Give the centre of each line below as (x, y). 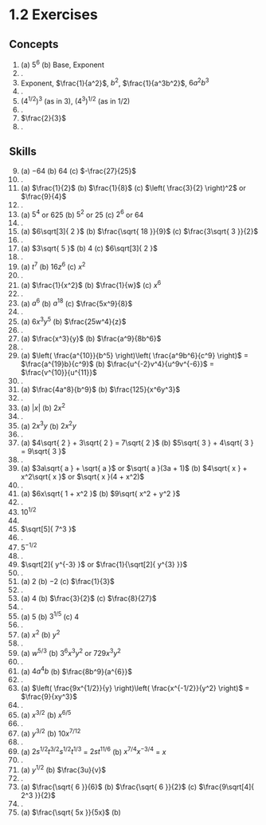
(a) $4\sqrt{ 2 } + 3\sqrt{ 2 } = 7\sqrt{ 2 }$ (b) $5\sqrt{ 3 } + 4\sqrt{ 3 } (137, 443)
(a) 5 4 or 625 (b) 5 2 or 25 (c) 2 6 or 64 (82, 214)
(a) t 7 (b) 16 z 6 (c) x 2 (53, 266)
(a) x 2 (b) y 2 (40, 634)
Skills (23, 152)
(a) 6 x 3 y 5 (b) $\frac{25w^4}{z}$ (73, 321)
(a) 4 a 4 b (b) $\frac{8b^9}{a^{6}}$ (76, 670)
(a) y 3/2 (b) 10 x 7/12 (51, 732)
